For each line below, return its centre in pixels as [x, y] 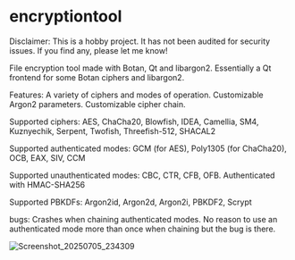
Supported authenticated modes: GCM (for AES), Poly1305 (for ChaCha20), [148, 148]
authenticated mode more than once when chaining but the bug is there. [143, 229]
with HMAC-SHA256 [47, 184]
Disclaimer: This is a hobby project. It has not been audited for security [140, 41]
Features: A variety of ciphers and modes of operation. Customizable [136, 95]
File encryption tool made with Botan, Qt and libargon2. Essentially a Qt [140, 68]
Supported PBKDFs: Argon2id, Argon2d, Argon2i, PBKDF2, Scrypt [131, 202]
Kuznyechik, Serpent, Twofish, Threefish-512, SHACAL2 [113, 130]
